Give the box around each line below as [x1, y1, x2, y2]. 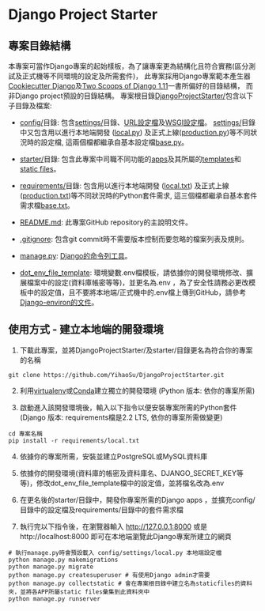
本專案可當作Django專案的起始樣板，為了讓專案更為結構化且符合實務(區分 [8, 62, 249, 70]
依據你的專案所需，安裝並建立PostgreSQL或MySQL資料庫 [19, 451, 208, 461]
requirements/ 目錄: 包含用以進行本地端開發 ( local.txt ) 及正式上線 [19, 181, 229, 190]
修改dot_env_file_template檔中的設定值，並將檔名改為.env [36, 478, 225, 488]
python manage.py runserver [8, 594, 101, 602]
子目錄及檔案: [8, 101, 53, 110]
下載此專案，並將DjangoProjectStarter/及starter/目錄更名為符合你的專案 [19, 345, 253, 355]
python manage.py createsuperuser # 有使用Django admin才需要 [8, 571, 210, 579]
